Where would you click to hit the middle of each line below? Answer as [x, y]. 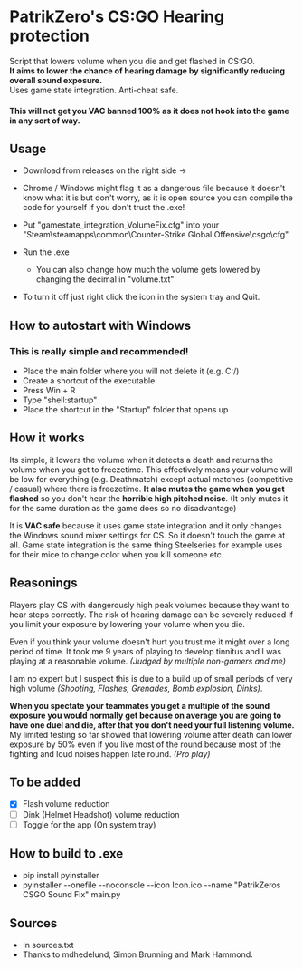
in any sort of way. [45, 121]
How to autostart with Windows [100, 325]
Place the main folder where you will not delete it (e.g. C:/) [131, 371]
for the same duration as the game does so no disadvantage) [123, 508]
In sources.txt [48, 945]
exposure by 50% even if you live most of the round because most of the [146, 744]
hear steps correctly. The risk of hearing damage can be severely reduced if [151, 615]
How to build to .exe [66, 854]
